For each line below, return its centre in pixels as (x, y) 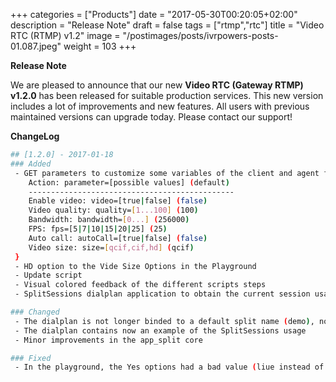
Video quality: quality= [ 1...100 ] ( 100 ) (113, 210)
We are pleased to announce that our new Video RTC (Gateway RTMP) (157, 85)
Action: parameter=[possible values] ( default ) (129, 182)
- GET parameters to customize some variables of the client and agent (167, 173)
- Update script (48, 275)
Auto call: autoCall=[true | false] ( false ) (118, 238)
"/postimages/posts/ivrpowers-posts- (200, 35)
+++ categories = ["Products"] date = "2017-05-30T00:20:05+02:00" (154, 14)
